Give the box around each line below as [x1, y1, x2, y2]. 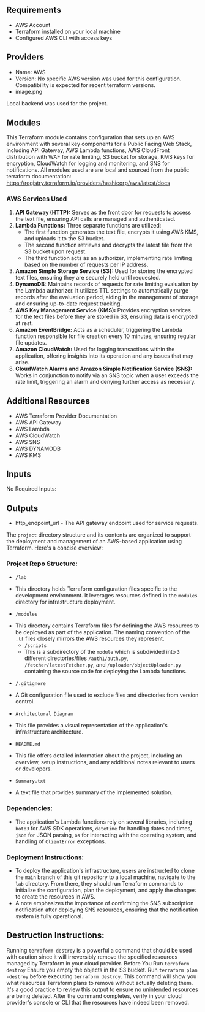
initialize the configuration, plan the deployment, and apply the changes [15, 886, 196, 894]
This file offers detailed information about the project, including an [15, 752, 182, 759]
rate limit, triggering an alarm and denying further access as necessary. [15, 378, 196, 385]
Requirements [6, 5, 61, 15]
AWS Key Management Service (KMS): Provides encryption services [15, 306, 192, 313]
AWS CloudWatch [15, 432, 60, 439]
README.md [15, 742, 41, 748]
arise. [15, 358, 30, 366]
